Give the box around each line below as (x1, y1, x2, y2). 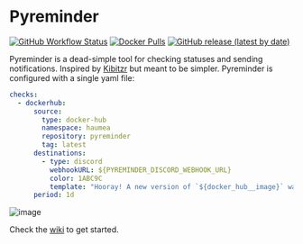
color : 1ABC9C (49, 174, 103, 183)
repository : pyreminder (41, 132, 131, 141)
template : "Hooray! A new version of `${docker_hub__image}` (49, 182, 284, 191)
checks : (9, 90, 39, 99)
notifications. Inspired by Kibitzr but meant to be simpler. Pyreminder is (9, 63, 273, 74)
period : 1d (32, 191, 75, 200)
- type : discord (41, 157, 103, 166)
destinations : (32, 149, 87, 158)
